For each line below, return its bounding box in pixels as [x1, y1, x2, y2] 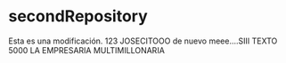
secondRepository [8, 6, 148, 27]
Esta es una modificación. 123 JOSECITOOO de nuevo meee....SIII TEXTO [8, 35, 278, 46]
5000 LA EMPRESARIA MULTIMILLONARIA [8, 44, 166, 55]
